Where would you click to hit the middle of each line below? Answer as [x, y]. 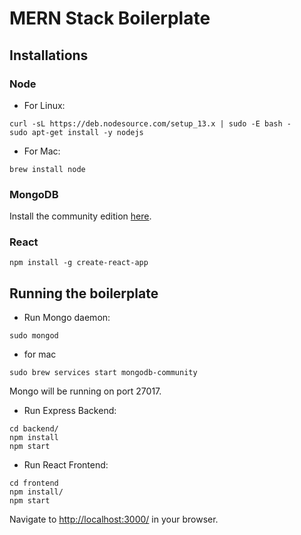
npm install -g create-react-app [79, 263]
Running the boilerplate [84, 293]
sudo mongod [34, 336]
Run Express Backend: [70, 411]
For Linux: [44, 105]
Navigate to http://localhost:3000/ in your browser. [114, 519]
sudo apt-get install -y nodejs [76, 132]
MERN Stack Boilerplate [110, 18]
